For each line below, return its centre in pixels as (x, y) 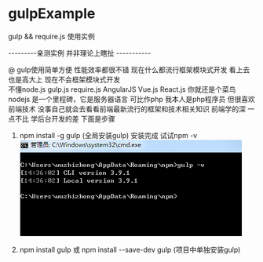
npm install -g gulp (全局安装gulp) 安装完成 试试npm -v (108, 135)
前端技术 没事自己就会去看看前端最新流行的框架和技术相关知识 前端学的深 (127, 109)
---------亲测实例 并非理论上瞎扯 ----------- (80, 53)
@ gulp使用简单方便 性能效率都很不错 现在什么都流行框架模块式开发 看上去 (129, 69)
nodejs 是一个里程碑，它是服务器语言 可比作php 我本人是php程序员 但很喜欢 (131, 99)
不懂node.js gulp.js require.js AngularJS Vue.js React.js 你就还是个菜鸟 (122, 89)
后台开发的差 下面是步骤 (76, 118)
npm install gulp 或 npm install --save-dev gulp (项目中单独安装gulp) (130, 249)
